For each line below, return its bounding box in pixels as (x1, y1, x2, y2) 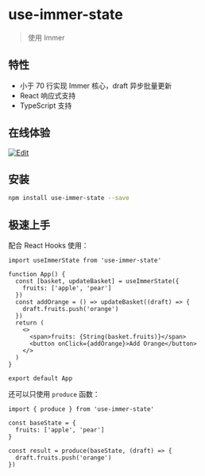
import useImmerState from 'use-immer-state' (8, 256, 161, 265)
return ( (15, 319, 44, 327)
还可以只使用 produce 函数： (8, 390, 100, 399)
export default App (8, 374, 73, 382)
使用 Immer (27, 33, 65, 42)
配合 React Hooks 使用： (8, 240, 89, 251)
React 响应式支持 (19, 90, 76, 100)
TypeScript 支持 (19, 101, 72, 110)
